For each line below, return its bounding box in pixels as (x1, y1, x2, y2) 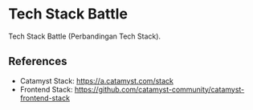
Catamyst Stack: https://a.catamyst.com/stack (19, 75, 174, 85)
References (8, 55, 67, 68)
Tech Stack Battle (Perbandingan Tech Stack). (8, 31, 161, 41)
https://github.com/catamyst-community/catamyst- (74, 84, 245, 94)
